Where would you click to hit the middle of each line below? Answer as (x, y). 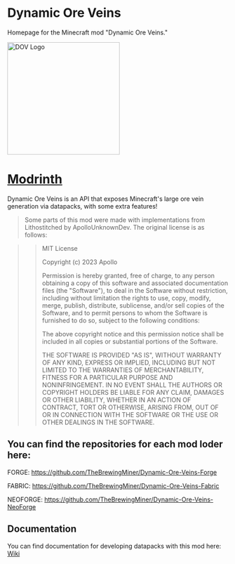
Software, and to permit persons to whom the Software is (125, 313)
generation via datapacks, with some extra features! (82, 206)
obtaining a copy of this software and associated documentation (135, 283)
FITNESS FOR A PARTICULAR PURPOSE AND (107, 377)
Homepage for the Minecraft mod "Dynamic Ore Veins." (88, 32)
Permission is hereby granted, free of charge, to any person (128, 275)
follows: (36, 235)
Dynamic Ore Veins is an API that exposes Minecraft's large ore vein (106, 199)
